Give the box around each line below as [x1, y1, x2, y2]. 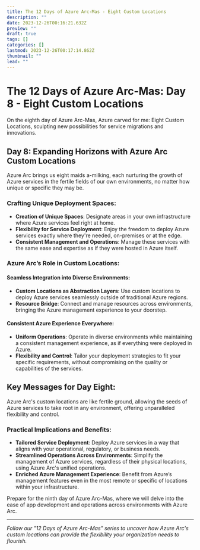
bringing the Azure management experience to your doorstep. [15, 306, 167, 313]
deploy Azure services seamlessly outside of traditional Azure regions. [15, 293, 189, 301]
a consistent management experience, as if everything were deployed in [15, 339, 192, 346]
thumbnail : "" [7, 53, 42, 59]
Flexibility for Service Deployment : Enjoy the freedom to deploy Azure [15, 225, 189, 232]
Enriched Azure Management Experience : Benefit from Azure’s [15, 470, 172, 477]
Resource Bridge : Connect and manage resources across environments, [15, 300, 193, 307]
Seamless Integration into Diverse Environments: [7, 274, 130, 281]
